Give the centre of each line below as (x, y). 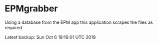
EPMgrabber (31, 9)
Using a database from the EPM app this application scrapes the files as (79, 22)
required (13, 27)
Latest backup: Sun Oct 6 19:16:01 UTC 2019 (50, 37)
